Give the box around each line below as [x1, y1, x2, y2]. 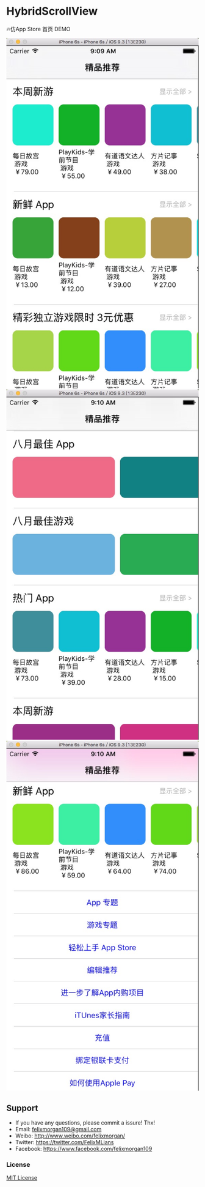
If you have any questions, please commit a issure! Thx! [15, 1119, 156, 1126]
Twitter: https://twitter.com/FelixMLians [15, 1139, 114, 1146]
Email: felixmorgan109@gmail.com [15, 1126, 102, 1133]
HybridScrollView [6, 4, 98, 18]
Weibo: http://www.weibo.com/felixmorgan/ [15, 1132, 126, 1139]
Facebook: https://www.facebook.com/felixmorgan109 [15, 1145, 153, 1153]
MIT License [6, 1174, 38, 1181]
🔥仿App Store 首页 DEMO [6, 25, 71, 32]
